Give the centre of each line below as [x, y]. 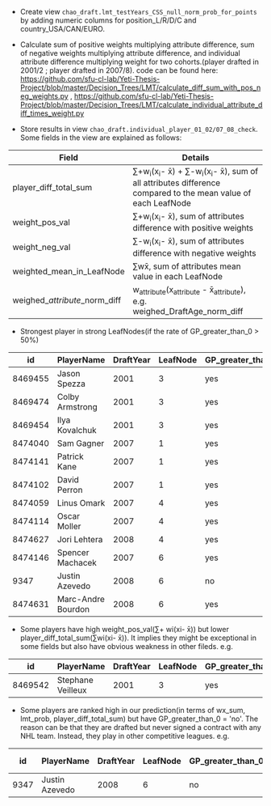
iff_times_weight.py [52, 113]
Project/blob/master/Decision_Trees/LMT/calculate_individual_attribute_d [141, 105]
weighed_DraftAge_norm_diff [188, 311]
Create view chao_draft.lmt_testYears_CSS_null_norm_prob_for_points [138, 12]
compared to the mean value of [192, 193]
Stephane [75, 680]
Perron [70, 490]
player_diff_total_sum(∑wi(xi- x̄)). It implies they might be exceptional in [138, 638]
